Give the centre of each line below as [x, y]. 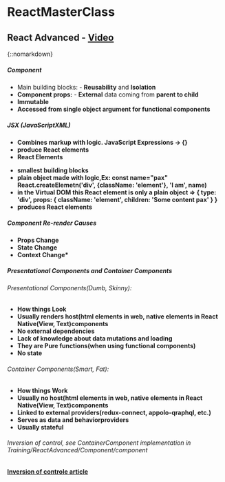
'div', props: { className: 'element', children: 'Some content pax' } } [117, 199]
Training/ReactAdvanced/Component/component [77, 450]
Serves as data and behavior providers [73, 420]
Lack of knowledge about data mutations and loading [95, 339]
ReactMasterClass [61, 12]
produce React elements [53, 150]
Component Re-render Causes [52, 223]
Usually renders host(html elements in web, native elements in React [117, 317]
